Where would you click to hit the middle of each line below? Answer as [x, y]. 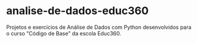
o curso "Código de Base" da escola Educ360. [64, 33]
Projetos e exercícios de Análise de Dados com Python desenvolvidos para [99, 27]
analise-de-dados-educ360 [77, 11]
